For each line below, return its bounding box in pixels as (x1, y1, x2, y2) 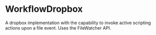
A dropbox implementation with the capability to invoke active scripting (5, 20, 151, 26)
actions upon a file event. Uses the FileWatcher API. (5, 25, 111, 31)
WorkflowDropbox (5, 3, 83, 15)
